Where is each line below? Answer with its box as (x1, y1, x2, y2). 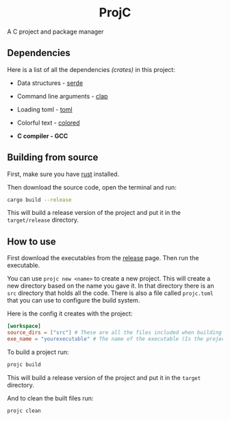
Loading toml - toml (16, 105, 73, 114)
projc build (7, 361, 41, 368)
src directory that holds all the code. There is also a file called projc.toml (7, 289, 214, 297)
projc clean (7, 407, 41, 414)
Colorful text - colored (16, 118, 80, 127)
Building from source (7, 152, 99, 164)
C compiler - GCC (16, 131, 68, 140)
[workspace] (7, 323, 41, 330)
